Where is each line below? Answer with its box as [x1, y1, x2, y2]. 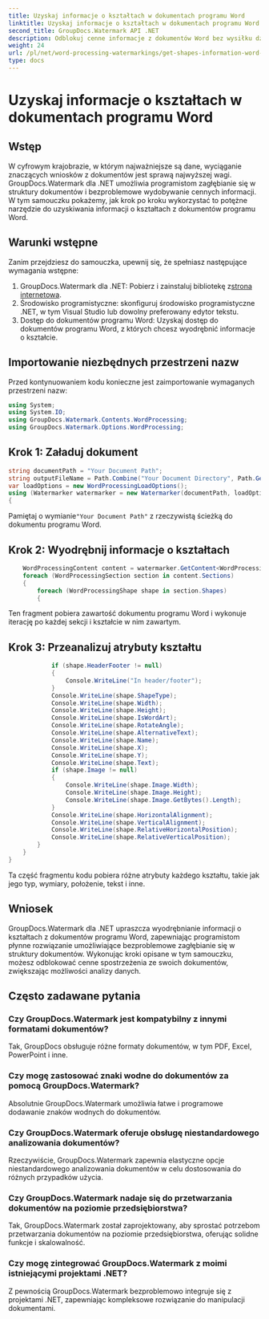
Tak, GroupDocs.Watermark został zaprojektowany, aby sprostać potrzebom [8, 1221, 260, 1231]
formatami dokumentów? [8, 1023, 109, 1034]
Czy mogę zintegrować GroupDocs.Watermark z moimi [8, 1258, 227, 1269]
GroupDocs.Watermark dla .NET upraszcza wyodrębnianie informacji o [8, 923, 242, 933]
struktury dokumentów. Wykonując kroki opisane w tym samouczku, [8, 949, 234, 959]
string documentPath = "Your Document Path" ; [8, 466, 163, 474]
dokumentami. [8, 1303, 56, 1313]
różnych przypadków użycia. [8, 1172, 104, 1182]
